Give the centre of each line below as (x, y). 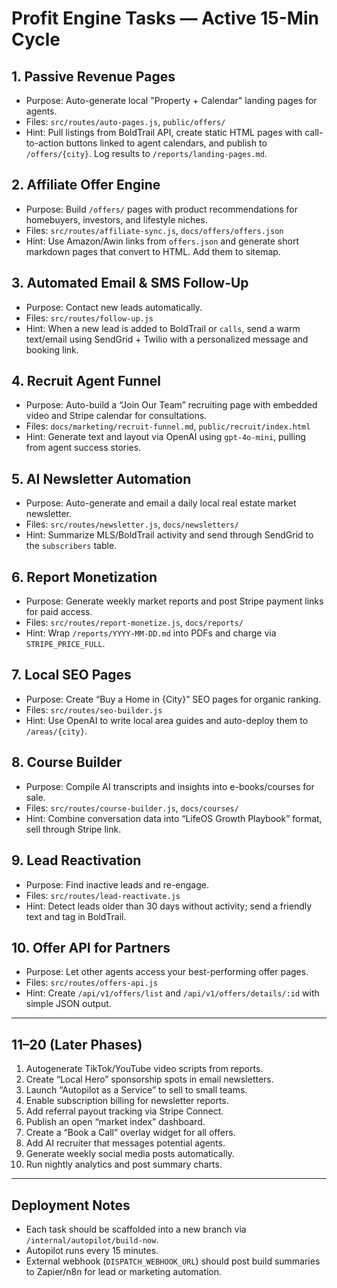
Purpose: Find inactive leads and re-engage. (117, 884)
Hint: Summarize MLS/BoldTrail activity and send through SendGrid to (169, 535)
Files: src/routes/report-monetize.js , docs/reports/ (134, 623)
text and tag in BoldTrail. (76, 916)
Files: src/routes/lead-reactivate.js (103, 895)
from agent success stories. (83, 448)
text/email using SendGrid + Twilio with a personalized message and (167, 339)
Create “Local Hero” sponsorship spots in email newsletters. (149, 1079)
